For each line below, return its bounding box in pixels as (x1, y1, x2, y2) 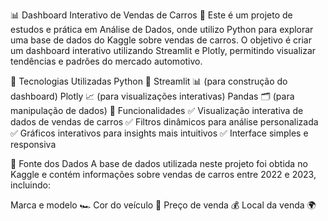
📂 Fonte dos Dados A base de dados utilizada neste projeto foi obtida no (10, 158, 308, 169)
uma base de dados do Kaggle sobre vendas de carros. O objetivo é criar (10, 34, 312, 46)
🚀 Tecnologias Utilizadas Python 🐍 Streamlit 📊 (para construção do (10, 75, 288, 87)
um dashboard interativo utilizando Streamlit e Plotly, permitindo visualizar (10, 45, 317, 56)
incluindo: (10, 179, 51, 191)
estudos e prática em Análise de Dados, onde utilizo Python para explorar (10, 24, 314, 35)
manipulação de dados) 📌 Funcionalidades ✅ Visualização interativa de (10, 105, 304, 116)
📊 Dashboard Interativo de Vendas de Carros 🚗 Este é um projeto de (10, 9, 293, 21)
